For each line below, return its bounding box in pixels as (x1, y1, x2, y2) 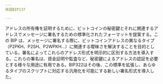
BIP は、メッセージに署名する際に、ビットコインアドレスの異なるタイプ (10, 37, 155, 43)
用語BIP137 (5, 7, 26, 12)
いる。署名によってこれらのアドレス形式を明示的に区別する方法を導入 (9, 50, 150, 55)
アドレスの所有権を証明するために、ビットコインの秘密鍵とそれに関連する (5, 25, 154, 31)
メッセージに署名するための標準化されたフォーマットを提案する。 (21, 31, 154, 37)
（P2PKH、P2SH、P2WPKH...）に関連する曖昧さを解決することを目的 (5, 43, 146, 49)
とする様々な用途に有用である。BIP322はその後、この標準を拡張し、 (5, 62, 144, 67)
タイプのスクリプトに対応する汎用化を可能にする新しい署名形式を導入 (9, 67, 150, 73)
